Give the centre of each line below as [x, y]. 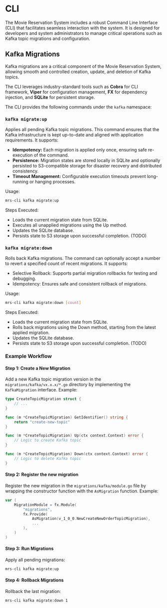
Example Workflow [29, 356]
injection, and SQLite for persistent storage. [50, 97]
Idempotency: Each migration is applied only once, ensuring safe [80, 150]
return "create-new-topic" [42, 422]
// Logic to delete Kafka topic [48, 458]
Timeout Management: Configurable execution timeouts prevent [79, 176]
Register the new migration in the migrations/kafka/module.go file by [76, 485]
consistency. [25, 171]
